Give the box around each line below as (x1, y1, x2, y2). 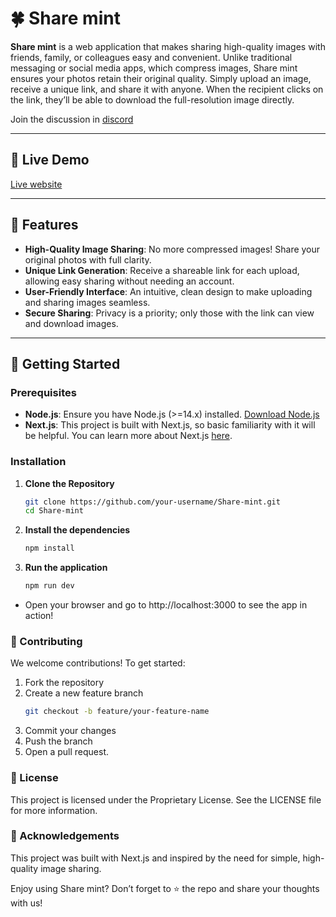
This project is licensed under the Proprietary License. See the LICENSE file (10, 793, 322, 806)
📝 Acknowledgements (10, 829, 120, 843)
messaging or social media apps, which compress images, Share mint (10, 62, 298, 74)
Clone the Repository (24, 477, 115, 489)
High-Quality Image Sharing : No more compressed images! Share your (24, 243, 321, 255)
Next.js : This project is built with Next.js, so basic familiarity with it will (24, 419, 316, 431)
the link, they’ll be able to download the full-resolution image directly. (10, 93, 295, 106)
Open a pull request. (24, 746, 110, 758)
